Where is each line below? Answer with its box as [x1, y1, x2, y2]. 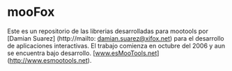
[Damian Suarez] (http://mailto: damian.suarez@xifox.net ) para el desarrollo [7, 34, 224, 42]
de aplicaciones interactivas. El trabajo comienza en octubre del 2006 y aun [7, 41, 226, 50]
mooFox [7, 4, 55, 20]
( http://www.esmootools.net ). [7, 56, 92, 64]
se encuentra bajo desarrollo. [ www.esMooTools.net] [7, 49, 160, 57]
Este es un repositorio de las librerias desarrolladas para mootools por [7, 27, 209, 35]
